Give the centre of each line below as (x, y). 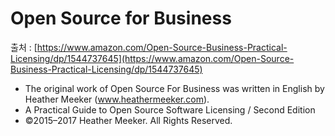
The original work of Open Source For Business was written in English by (174, 88)
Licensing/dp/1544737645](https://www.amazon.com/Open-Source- (152, 58)
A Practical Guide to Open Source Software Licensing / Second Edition (170, 109)
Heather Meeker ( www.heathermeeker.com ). (117, 99)
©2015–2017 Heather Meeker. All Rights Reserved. (128, 120)
